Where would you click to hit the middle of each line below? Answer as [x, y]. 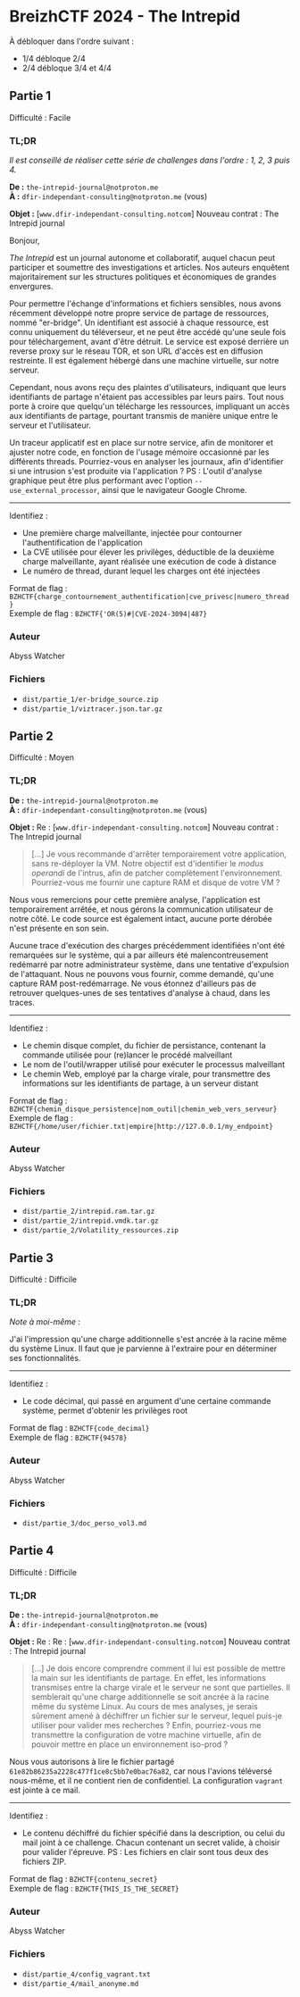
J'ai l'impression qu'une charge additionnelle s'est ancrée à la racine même [148, 1339]
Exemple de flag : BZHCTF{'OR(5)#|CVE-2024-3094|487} [108, 614]
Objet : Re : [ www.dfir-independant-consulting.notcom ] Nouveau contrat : [144, 827]
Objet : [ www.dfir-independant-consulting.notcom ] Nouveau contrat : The [144, 214]
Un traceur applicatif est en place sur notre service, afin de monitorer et [142, 443]
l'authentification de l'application [82, 543]
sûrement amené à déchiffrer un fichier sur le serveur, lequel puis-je [157, 1716]
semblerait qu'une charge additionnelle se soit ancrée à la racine [150, 1697]
